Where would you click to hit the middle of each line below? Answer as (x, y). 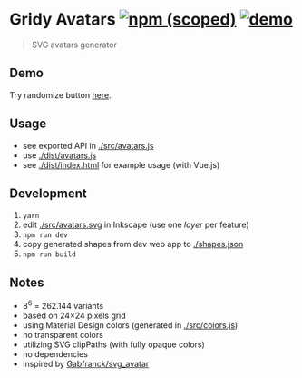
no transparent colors (63, 334)
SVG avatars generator (74, 45)
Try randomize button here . (60, 94)
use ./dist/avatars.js (59, 155)
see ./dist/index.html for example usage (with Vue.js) (121, 164)
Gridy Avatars (63, 20)
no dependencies (55, 353)
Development (49, 193)
